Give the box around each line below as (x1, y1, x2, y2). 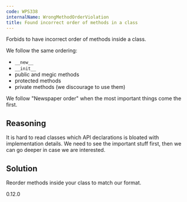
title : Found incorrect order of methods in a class (6, 19, 138, 25)
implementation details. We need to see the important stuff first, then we (6, 140, 182, 147)
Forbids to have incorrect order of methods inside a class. (6, 36, 146, 43)
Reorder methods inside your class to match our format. (6, 179, 142, 186)
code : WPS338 (6, 8, 38, 15)
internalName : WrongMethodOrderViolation (6, 14, 109, 20)
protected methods (14, 77, 62, 84)
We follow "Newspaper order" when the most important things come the (6, 95, 182, 102)
